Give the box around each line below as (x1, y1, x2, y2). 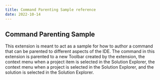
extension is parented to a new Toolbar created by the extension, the (5, 54, 145, 60)
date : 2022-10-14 (5, 12, 41, 17)
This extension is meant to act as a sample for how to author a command (5, 43, 153, 49)
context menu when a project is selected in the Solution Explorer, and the (5, 64, 154, 70)
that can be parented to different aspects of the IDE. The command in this (5, 48, 155, 54)
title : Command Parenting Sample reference (5, 7, 96, 12)
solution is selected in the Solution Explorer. (5, 70, 94, 76)
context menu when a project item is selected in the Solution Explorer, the (5, 59, 155, 65)
